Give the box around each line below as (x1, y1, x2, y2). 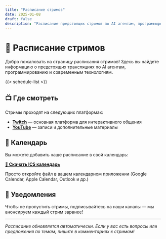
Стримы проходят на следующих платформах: (5, 109, 104, 115)
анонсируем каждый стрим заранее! (5, 209, 83, 215)
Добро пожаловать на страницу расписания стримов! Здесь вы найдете (5, 59, 159, 65)
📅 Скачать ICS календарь (5, 161, 60, 167)
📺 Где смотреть (5, 94, 58, 102)
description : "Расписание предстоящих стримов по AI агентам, (5, 21, 136, 26)
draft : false (5, 16, 32, 21)
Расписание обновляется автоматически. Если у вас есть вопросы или (5, 223, 157, 229)
